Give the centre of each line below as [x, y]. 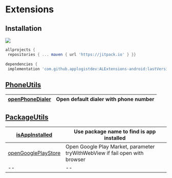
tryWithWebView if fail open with [105, 153]
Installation [24, 28]
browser [76, 159]
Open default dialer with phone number [105, 100]
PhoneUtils [23, 85]
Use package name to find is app [115, 132]
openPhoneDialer [29, 100]
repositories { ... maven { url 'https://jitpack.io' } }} [72, 54]
